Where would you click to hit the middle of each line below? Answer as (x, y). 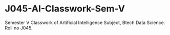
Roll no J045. (19, 27)
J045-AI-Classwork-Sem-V (65, 9)
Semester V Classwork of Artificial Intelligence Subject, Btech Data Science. (85, 22)
